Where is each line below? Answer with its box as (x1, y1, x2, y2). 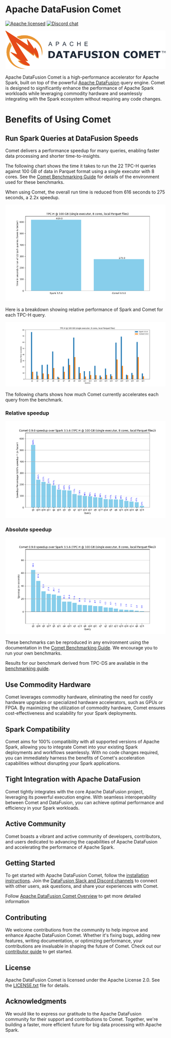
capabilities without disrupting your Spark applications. (5, 760, 121, 766)
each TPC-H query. (5, 311, 46, 318)
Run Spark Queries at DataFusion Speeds (5, 134, 139, 142)
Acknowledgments (5, 997, 67, 1006)
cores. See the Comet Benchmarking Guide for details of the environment (5, 174, 159, 180)
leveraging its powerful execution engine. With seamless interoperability (5, 794, 157, 800)
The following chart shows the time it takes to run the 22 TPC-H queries (5, 163, 156, 169)
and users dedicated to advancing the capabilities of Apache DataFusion (5, 838, 158, 844)
